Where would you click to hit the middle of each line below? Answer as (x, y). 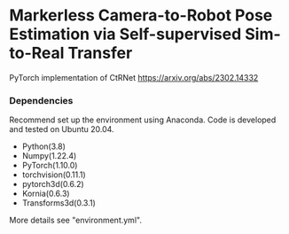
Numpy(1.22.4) (49, 156)
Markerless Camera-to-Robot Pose (141, 16)
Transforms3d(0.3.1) (59, 203)
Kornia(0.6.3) (46, 194)
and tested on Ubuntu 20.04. (62, 129)
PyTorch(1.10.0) (50, 166)
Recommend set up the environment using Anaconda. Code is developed (143, 120)
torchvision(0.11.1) (54, 175)
